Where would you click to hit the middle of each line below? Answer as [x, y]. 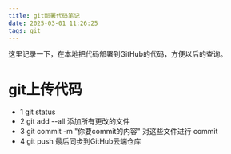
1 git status [38, 112]
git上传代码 [45, 89]
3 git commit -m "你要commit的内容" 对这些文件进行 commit [119, 132]
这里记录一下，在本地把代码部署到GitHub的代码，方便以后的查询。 [118, 54]
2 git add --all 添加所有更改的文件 [75, 121]
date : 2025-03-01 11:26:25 [53, 23]
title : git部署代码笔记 [44, 16]
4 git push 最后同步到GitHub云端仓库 [80, 141]
